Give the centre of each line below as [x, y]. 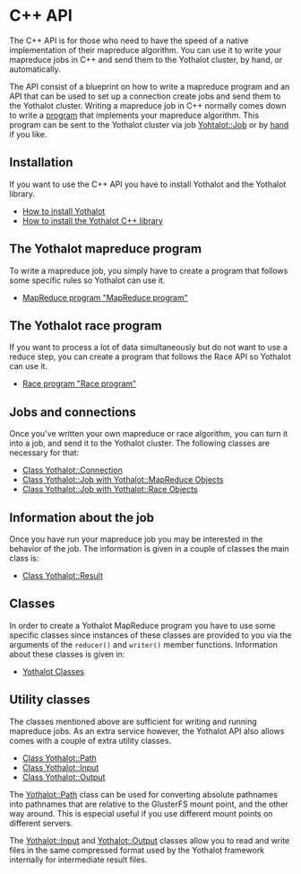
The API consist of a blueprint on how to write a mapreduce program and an [150, 86]
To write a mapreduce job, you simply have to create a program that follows [149, 270]
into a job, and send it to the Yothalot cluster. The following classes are [140, 443]
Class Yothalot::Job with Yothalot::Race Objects [110, 490]
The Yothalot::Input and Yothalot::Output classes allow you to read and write [150, 840]
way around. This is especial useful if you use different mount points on [141, 813]
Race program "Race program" [79, 384]
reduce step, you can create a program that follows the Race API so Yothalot [150, 357]
